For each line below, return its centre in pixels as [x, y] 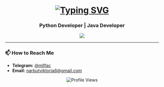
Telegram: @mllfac [31, 65]
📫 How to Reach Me [30, 53]
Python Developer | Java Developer [82, 26]
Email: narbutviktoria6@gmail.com [47, 71]
